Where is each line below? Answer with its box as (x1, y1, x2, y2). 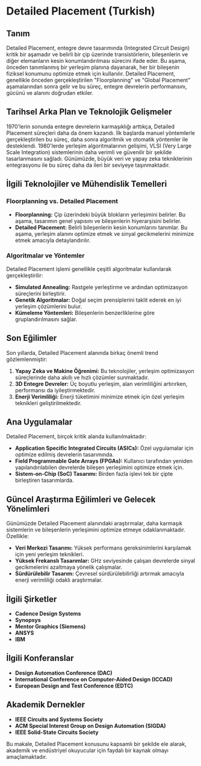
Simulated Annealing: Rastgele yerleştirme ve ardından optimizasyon (14, 283, 188, 291)
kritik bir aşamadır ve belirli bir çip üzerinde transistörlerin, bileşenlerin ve (6, 51, 188, 58)
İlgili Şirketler (6, 594, 57, 604)
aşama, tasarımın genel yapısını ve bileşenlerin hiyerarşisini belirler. (14, 217, 182, 224)
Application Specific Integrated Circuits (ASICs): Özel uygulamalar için (14, 444, 194, 452)
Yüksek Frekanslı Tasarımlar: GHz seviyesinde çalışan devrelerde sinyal (14, 557, 196, 565)
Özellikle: (6, 533, 29, 540)
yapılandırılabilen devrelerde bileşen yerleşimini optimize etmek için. (14, 464, 184, 471)
